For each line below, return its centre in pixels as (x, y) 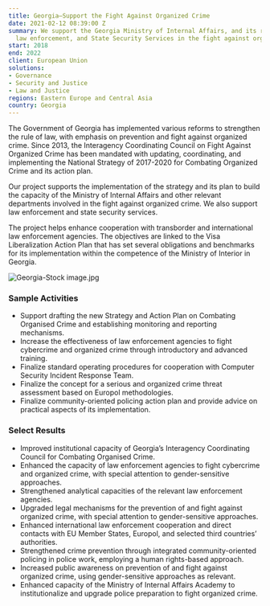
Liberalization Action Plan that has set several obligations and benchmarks (131, 245)
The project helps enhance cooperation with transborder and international (131, 228)
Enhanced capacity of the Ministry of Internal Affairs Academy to (127, 584)
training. (34, 358)
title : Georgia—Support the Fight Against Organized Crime (109, 16)
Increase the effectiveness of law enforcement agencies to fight (126, 342)
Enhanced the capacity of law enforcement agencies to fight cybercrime (140, 465)
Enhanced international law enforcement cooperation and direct (125, 525)
